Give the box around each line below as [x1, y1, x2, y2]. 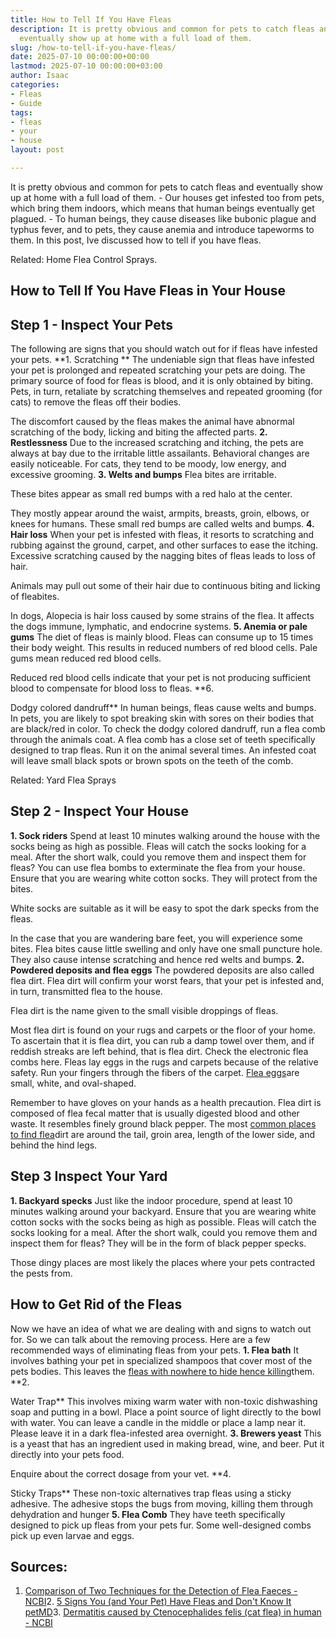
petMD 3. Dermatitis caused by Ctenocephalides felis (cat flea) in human [24, 1606, 322, 1618]
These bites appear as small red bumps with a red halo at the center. [10, 488, 293, 500]
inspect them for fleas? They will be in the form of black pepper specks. [10, 1237, 307, 1249]
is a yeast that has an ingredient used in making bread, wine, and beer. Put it [10, 1437, 325, 1450]
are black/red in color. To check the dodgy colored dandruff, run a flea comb [10, 723, 326, 735]
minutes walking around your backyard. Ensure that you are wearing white [10, 1205, 317, 1217]
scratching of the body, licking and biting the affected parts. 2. [10, 426, 268, 438]
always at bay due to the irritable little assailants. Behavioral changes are [10, 447, 310, 460]
